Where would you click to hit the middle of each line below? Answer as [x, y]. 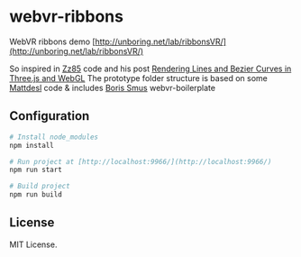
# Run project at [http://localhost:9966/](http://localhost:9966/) [141, 161]
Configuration [50, 116]
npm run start [36, 170]
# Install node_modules [54, 137]
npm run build [36, 195]
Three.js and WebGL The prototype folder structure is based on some [139, 78]
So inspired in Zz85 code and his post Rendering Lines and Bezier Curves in [150, 69]
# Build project [40, 187]
